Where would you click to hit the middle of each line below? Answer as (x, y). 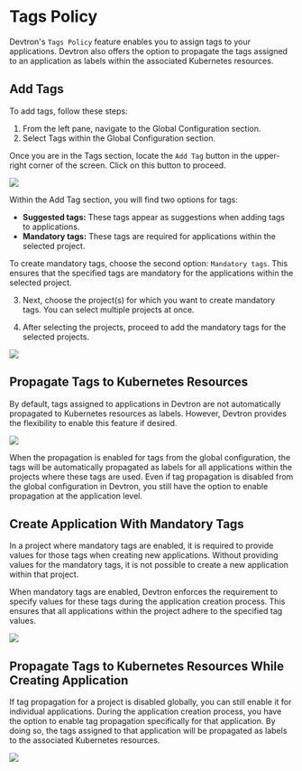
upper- (267, 155)
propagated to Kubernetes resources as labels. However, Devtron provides (148, 413)
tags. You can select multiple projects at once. (108, 310)
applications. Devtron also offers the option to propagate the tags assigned (149, 51)
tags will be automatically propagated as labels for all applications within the (151, 467)
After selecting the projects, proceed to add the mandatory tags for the (154, 327)
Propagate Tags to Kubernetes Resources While (146, 666)
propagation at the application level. (76, 496)
